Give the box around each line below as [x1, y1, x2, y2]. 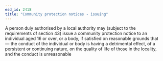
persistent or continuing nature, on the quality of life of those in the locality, [5, 46, 157, 52]
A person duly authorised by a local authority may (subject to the [5, 25, 136, 31]
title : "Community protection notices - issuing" [5, 12, 109, 17]
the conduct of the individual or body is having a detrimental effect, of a [10, 41, 156, 46]
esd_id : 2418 [5, 7, 32, 12]
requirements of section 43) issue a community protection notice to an [5, 30, 148, 36]
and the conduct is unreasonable [5, 51, 72, 57]
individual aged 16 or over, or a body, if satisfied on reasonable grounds [5, 35, 150, 41]
